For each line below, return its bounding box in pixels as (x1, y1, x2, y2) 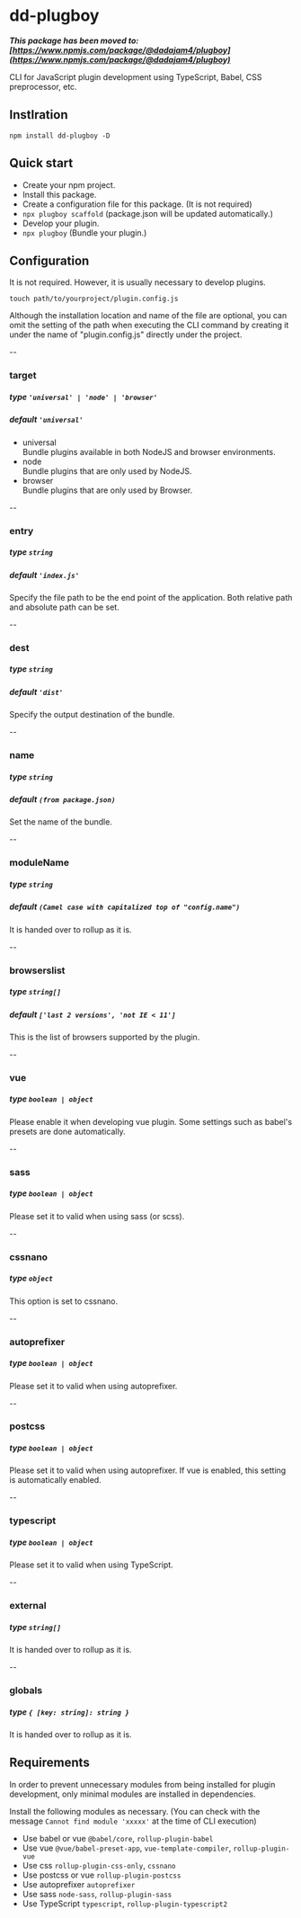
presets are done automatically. (9, 1126, 126, 1137)
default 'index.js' (9, 569, 80, 580)
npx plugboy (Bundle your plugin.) (22, 227, 147, 238)
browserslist (9, 964, 66, 977)
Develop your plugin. (22, 218, 100, 228)
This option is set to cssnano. (9, 1296, 119, 1307)
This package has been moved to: (9, 35, 139, 46)
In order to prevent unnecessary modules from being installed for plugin (9, 1779, 276, 1789)
